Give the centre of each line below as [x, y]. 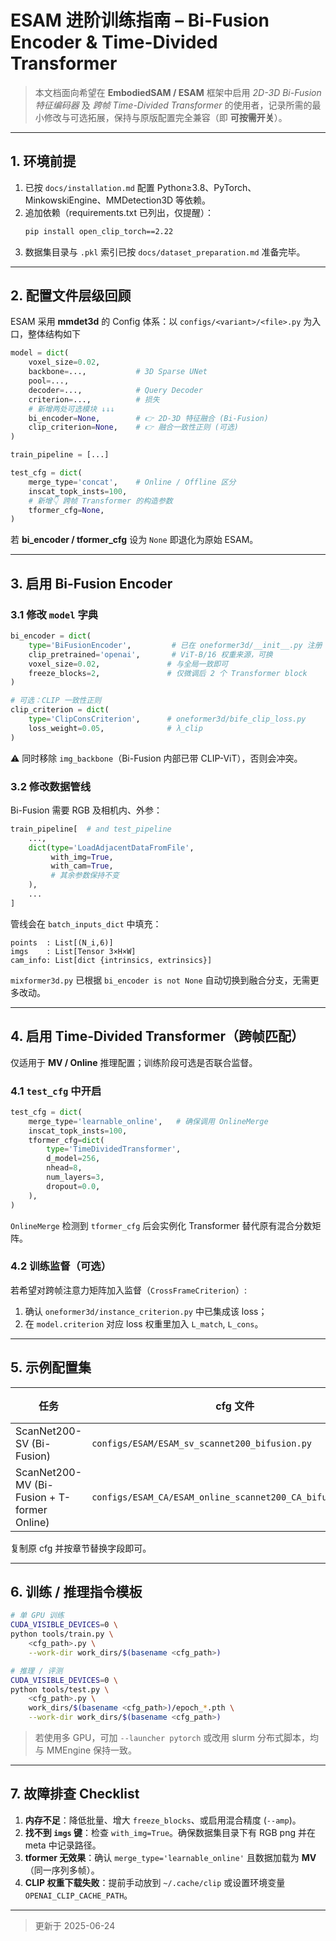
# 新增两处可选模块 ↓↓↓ [71, 409]
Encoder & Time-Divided [114, 42]
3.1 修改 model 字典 [54, 614]
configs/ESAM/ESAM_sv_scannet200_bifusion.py [202, 1443]
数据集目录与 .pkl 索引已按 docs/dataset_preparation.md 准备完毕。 [165, 252]
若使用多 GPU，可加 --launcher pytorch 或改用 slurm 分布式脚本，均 [176, 1738]
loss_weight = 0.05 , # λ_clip [115, 728]
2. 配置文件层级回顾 [71, 296]
